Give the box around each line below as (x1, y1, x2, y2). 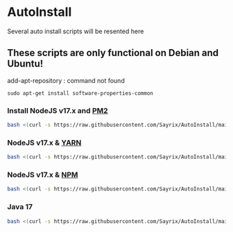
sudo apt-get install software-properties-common (7, 89, 154, 97)
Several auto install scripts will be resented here (7, 27, 144, 35)
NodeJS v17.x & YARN (7, 138, 82, 148)
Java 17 (7, 202, 33, 212)
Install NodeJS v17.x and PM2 (7, 105, 109, 115)
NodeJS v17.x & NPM (7, 170, 78, 180)
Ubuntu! (7, 58, 44, 70)
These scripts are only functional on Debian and (7, 47, 219, 59)
